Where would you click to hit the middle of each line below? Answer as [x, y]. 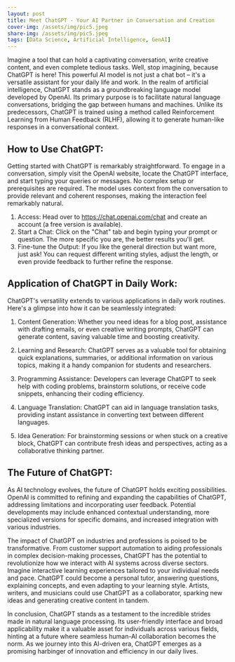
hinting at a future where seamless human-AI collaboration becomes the [112, 636]
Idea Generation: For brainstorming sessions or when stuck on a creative [122, 435]
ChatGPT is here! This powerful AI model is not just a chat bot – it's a [106, 75]
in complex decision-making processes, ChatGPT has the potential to [107, 555]
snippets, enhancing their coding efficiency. [81, 393]
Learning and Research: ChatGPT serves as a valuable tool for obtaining [122, 350]
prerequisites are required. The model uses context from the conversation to [117, 188]
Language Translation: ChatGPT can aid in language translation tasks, [118, 407]
